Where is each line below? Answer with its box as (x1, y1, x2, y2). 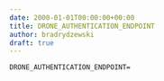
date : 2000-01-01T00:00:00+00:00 (9, 13, 135, 22)
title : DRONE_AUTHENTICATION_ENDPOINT (9, 22, 155, 31)
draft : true (9, 38, 54, 48)
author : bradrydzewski (9, 30, 95, 39)
